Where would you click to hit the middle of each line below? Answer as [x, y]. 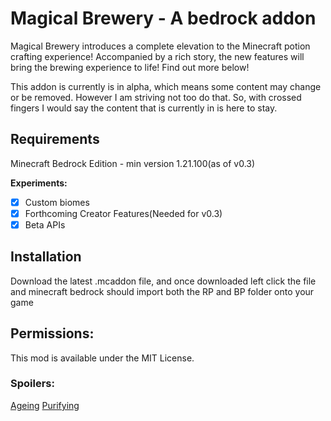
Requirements [55, 139]
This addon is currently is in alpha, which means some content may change [166, 86]
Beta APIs [45, 224]
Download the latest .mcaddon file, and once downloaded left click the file [163, 281]
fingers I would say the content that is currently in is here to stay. [144, 108]
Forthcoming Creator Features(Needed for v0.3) [123, 213]
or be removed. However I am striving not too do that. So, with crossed [156, 97]
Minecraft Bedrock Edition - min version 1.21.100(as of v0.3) [133, 163]
